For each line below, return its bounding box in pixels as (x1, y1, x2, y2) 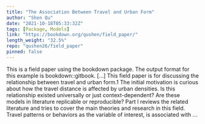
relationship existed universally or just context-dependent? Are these (6, 91, 181, 98)
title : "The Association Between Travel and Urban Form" (6, 9, 155, 15)
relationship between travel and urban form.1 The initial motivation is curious (6, 78, 199, 86)
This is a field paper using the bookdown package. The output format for (6, 65, 190, 73)
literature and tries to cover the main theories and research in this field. (6, 104, 185, 112)
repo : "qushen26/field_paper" (6, 43, 84, 49)
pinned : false (6, 49, 43, 55)
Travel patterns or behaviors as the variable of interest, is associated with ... (6, 111, 198, 118)
